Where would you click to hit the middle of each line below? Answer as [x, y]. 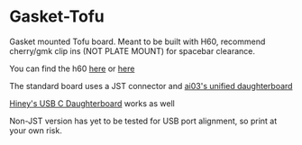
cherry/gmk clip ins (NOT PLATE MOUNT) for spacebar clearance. [132, 50]
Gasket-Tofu [57, 17]
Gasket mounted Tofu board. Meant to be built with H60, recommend [137, 41]
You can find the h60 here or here [72, 68]
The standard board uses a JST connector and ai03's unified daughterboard [151, 86]
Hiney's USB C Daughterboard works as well [92, 103]
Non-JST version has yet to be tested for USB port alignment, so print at [143, 121]
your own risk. [36, 130]
